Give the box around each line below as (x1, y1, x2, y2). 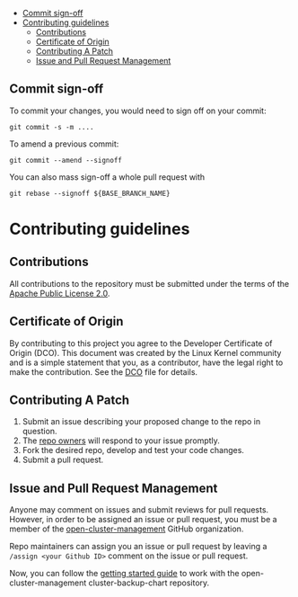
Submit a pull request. (22, 454, 104, 466)
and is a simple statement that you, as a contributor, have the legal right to (9, 357, 284, 368)
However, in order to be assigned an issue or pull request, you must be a (9, 514, 277, 525)
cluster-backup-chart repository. (88, 577, 210, 588)
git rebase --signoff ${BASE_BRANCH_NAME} (9, 189, 171, 198)
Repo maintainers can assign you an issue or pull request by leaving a (9, 541, 267, 552)
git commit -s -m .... (9, 122, 94, 131)
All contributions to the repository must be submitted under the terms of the (9, 278, 290, 289)
